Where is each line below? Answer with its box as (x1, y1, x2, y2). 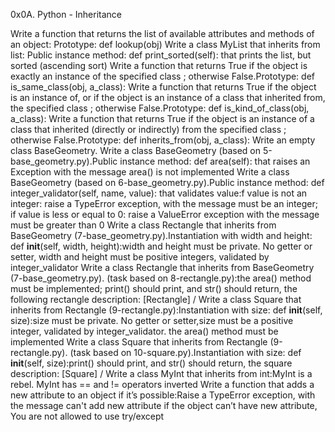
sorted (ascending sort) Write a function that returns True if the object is (10, 60, 308, 71)
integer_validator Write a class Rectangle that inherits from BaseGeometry (10, 262, 315, 273)
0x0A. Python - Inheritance (10, 9, 123, 20)
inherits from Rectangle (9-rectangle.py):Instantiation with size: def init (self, (10, 304, 323, 316)
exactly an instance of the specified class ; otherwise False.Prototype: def (10, 70, 316, 82)
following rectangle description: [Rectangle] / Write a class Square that (10, 294, 302, 305)
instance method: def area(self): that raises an (119, 155, 311, 167)
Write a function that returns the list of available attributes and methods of (10, 28, 315, 39)
